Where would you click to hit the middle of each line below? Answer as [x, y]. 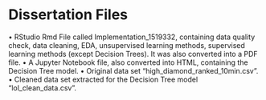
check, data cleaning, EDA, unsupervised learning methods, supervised [127, 45]
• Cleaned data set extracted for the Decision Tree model [103, 79]
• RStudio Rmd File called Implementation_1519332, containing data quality [132, 37]
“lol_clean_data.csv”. [42, 88]
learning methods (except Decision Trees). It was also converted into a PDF [133, 54]
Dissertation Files [68, 15]
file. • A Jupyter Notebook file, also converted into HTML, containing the [128, 62]
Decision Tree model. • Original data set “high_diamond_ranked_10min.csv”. [133, 70]
